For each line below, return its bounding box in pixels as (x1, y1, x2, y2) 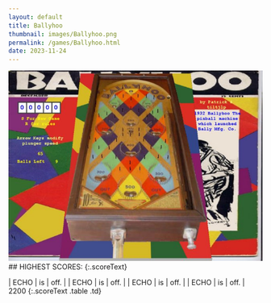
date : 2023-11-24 (8, 47, 67, 56)
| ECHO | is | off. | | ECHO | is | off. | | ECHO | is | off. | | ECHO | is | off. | (8, 278, 245, 288)
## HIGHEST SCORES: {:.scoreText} (8, 262, 127, 272)
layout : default (8, 13, 63, 21)
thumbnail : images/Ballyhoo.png (8, 30, 117, 38)
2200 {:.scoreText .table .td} (8, 286, 102, 296)
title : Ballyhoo (8, 21, 63, 30)
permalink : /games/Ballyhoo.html (8, 39, 121, 47)
